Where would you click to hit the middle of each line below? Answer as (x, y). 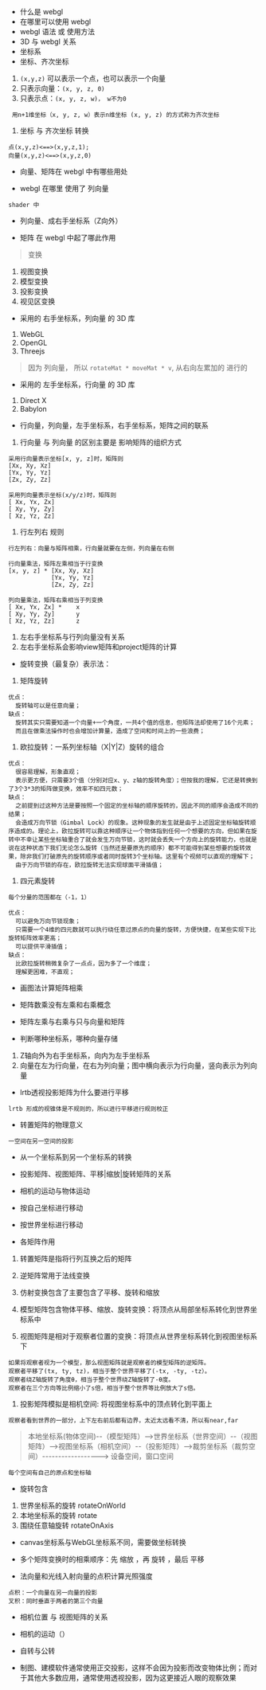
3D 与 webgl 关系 (48, 41)
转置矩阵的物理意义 (51, 1125)
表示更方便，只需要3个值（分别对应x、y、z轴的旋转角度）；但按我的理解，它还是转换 (134, 780)
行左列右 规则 (42, 532)
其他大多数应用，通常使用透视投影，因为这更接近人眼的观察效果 (131, 1678)
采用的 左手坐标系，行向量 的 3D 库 (77, 384)
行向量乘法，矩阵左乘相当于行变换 (56, 564)
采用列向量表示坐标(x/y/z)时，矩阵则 (63, 495)
